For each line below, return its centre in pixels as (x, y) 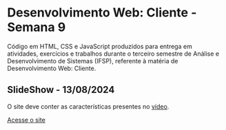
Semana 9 (37, 27)
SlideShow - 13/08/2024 (61, 90)
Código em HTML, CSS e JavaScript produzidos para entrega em (100, 46)
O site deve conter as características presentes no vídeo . (88, 106)
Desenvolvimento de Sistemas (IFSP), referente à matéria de (93, 61)
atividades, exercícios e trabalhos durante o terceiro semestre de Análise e (113, 54)
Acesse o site (27, 120)
